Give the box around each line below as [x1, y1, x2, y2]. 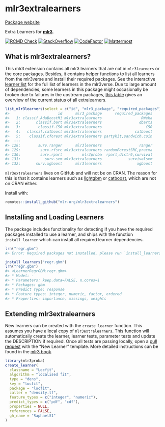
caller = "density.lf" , [9, 390, 58, 396]
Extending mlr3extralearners [5, 310, 96, 318]
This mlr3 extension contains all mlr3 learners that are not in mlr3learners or [5, 65, 160, 71]
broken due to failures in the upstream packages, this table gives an [5, 91, 142, 97]
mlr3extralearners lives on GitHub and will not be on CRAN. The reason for [5, 170, 157, 176]
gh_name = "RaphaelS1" [9, 413, 56, 418]
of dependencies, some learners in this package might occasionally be [5, 86, 148, 92]
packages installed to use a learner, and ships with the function [5, 231, 133, 237]
